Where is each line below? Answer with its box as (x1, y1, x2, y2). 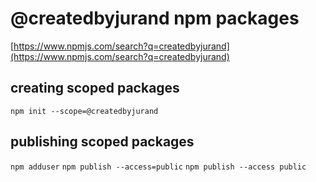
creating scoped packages (10, 80, 180, 97)
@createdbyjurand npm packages (10, 7, 300, 30)
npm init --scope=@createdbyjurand (10, 106, 159, 116)
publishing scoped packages (10, 133, 195, 151)
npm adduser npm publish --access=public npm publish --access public (10, 162, 307, 172)
